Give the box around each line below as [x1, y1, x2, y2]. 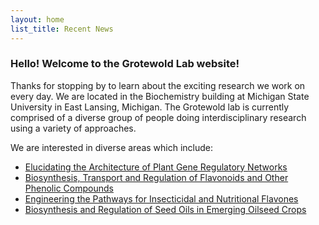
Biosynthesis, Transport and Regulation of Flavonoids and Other [24, 171, 289, 183]
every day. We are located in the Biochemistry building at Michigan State [10, 90, 310, 102]
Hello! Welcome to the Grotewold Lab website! [10, 57, 240, 71]
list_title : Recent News [10, 24, 114, 34]
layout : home [10, 14, 65, 25]
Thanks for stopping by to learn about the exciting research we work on [10, 79, 306, 91]
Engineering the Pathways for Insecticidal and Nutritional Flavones [24, 192, 299, 205]
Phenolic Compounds [24, 182, 114, 194]
